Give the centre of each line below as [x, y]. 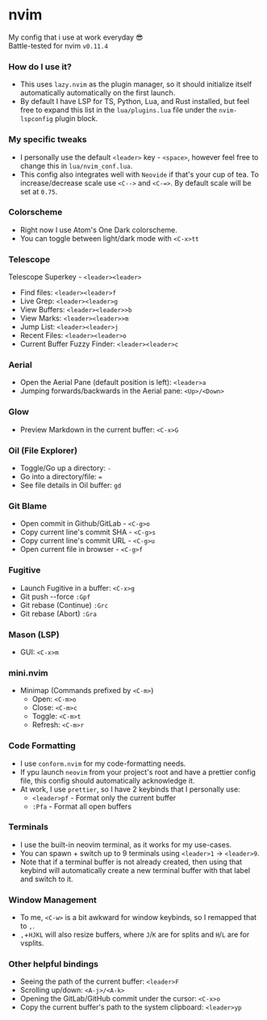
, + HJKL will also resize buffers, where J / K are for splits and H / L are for [135, 934]
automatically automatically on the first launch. [98, 93]
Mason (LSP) [34, 634]
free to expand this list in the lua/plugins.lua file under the [119, 110]
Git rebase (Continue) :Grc [64, 605]
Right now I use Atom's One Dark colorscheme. [98, 230]
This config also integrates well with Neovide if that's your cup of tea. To [140, 174]
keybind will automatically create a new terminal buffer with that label [135, 870]
